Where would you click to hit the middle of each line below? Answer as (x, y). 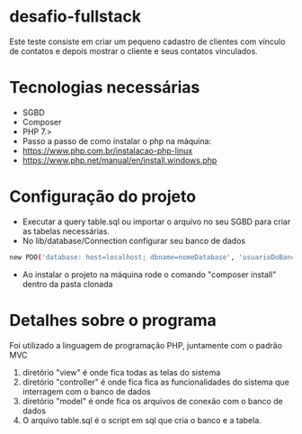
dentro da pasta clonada (67, 284)
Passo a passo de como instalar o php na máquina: (117, 140)
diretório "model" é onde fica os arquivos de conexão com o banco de (152, 401)
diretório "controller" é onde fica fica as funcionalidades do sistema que (155, 382)
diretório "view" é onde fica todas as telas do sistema (121, 372)
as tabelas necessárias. (66, 231)
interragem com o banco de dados (86, 391)
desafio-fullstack (75, 17)
